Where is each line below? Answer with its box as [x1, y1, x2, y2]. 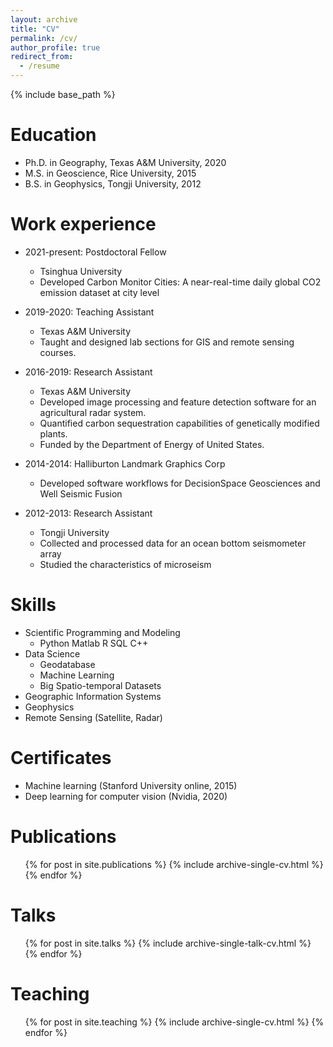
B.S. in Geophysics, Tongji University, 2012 [24, 177, 202, 190]
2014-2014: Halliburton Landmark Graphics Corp [24, 457, 226, 470]
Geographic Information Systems [24, 690, 162, 702]
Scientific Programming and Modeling [24, 626, 181, 638]
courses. [39, 346, 77, 358]
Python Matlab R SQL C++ [39, 637, 149, 649]
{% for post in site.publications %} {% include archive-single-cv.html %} [24, 858, 324, 870]
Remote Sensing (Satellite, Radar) [24, 711, 163, 723]
